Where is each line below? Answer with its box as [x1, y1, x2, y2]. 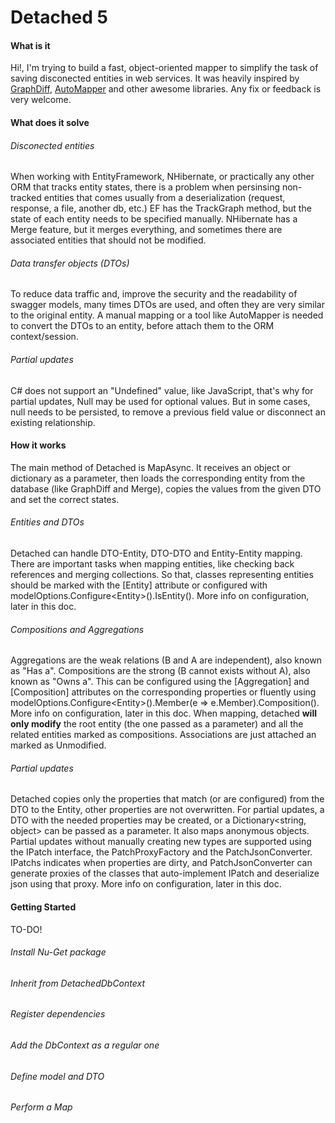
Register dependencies [10, 1008, 106, 1020]
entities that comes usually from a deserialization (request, [43, 192, 286, 204]
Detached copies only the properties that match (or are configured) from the [10, 793, 325, 805]
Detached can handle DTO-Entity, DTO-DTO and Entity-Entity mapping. [10, 547, 303, 559]
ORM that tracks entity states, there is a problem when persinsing [10, 181, 280, 193]
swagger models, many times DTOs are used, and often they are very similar [10, 299, 325, 311]
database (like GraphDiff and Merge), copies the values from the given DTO [10, 482, 322, 495]
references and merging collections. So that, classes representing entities [10, 569, 314, 580]
